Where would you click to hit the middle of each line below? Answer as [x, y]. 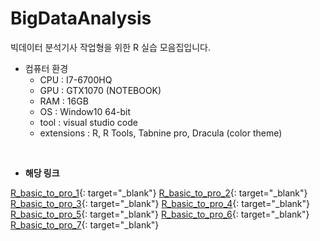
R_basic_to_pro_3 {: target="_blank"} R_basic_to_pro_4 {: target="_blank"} [160, 203]
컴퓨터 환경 [46, 68]
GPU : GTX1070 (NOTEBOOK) [100, 90]
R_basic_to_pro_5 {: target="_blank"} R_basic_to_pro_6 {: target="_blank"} [160, 214]
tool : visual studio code [88, 122]
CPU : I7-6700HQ [76, 79]
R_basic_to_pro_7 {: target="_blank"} [85, 224]
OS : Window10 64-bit [85, 111]
